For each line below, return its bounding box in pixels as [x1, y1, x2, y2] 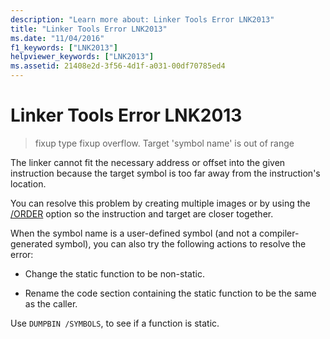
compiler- [259, 227, 300, 239]
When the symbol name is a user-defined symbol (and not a [10, 227, 258, 239]
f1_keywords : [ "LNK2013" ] [10, 42, 118, 53]
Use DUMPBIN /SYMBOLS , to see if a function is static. [10, 317, 220, 329]
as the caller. [24, 297, 78, 310]
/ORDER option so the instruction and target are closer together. [10, 207, 274, 220]
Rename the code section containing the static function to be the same [24, 287, 317, 299]
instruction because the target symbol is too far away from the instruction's [10, 167, 321, 179]
